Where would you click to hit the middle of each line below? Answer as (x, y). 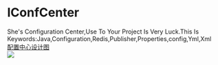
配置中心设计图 (28, 47)
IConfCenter (43, 13)
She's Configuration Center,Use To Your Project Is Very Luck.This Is (103, 31)
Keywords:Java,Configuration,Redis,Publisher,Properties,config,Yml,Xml (109, 38)
